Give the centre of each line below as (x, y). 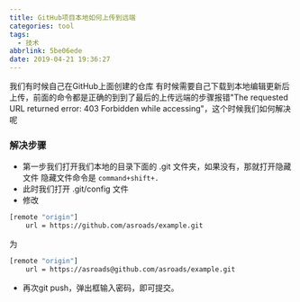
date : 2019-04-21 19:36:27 (60, 59)
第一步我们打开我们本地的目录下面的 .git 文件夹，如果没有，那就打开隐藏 (157, 166)
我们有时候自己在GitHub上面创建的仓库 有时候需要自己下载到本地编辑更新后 (150, 86)
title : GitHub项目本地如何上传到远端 (73, 18)
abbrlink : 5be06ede (46, 51)
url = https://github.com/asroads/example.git (114, 226)
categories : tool (42, 26)
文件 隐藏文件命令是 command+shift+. (91, 178)
